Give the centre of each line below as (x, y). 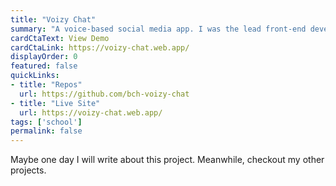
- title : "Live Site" (55, 103)
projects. (28, 170)
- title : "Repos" (46, 85)
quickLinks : (35, 76)
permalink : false (46, 131)
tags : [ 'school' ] (46, 122)
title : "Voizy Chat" (53, 19)
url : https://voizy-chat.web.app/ (91, 112)
